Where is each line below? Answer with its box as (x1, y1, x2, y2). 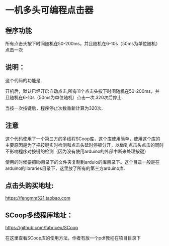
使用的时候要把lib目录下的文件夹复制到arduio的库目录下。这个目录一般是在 (5, 159, 160, 165)
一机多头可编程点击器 (5, 5, 94, 16)
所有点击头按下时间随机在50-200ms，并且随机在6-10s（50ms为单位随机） (5, 41, 160, 46)
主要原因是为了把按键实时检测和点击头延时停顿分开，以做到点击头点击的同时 (5, 142, 164, 148)
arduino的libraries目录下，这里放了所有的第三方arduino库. (5, 165, 125, 171)
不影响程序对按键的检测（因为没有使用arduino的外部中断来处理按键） (5, 148, 149, 154)
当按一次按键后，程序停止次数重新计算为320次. (5, 105, 103, 111)
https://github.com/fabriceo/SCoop (5, 225, 78, 231)
